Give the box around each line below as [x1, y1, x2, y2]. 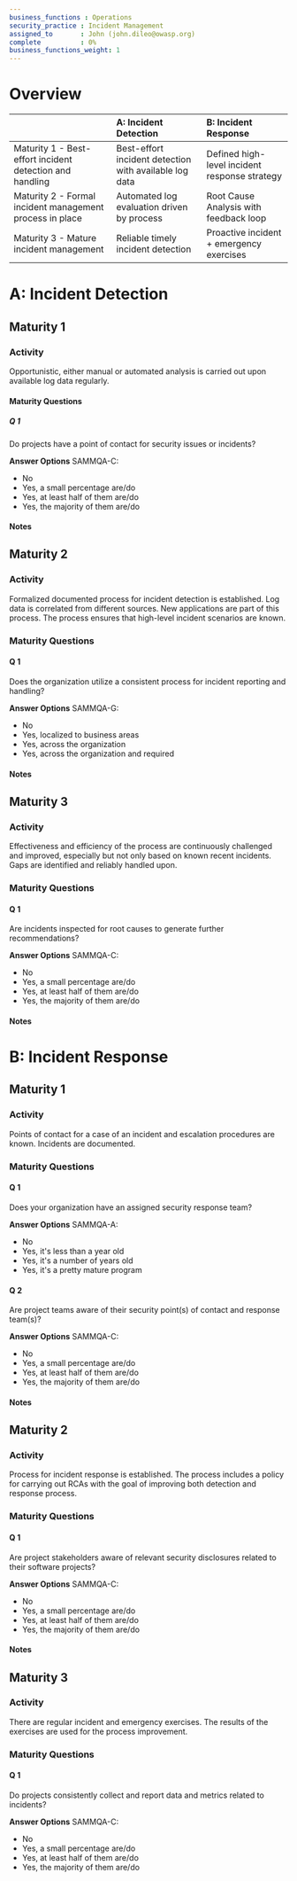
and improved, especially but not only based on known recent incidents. [9, 850, 272, 861]
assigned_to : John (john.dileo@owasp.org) [9, 29, 196, 38]
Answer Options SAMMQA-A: [9, 1219, 118, 1229]
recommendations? [9, 933, 80, 944]
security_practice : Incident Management [9, 21, 164, 30]
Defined [206, 148, 240, 160]
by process [116, 212, 164, 224]
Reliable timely [116, 232, 177, 245]
